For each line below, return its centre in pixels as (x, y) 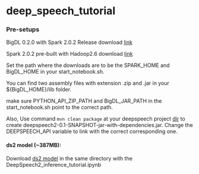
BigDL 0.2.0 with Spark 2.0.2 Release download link (69, 42)
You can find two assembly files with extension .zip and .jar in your (88, 83)
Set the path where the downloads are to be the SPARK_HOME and (88, 65)
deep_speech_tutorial (61, 11)
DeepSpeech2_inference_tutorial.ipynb (54, 164)
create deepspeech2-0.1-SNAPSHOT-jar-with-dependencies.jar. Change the (99, 125)
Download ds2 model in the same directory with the (69, 158)
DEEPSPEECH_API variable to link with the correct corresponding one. (92, 131)
